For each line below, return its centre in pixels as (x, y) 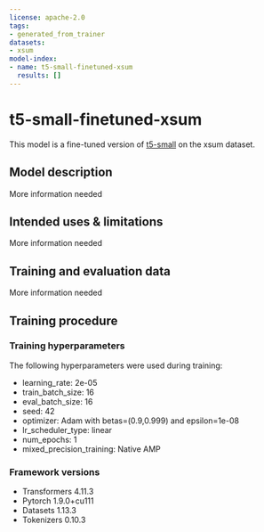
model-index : (33, 59)
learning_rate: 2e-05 (60, 382)
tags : (19, 26)
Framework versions (55, 471)
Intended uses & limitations (86, 221)
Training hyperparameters (67, 346)
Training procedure (64, 320)
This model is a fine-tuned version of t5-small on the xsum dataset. (132, 144)
